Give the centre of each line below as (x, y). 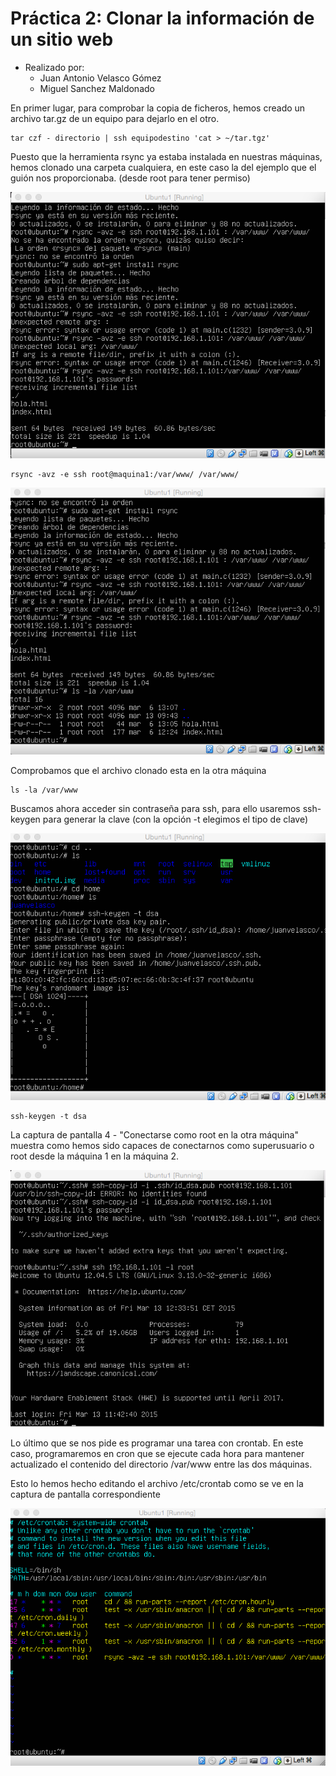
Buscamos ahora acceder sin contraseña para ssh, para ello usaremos (155, 809)
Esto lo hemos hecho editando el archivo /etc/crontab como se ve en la (157, 1484)
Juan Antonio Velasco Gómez (100, 78)
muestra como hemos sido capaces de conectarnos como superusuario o (162, 1146)
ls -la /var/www (44, 790)
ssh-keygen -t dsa (48, 1117)
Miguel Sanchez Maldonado (97, 88)
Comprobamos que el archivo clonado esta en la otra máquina (138, 771)
